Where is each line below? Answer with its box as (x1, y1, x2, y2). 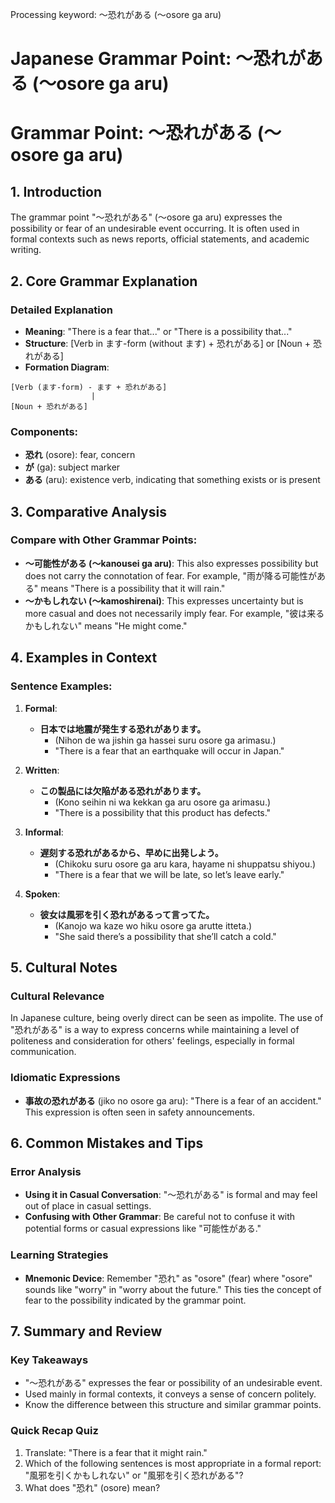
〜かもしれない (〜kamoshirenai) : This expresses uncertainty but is (24, 594, 304, 607)
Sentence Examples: (10, 679, 113, 693)
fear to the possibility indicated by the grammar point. (24, 1294, 247, 1306)
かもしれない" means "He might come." (24, 619, 188, 632)
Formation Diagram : (24, 361, 110, 373)
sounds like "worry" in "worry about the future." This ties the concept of (24, 1283, 322, 1295)
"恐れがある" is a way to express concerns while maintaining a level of (10, 1024, 300, 1036)
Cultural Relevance (10, 989, 105, 1003)
